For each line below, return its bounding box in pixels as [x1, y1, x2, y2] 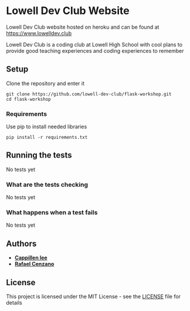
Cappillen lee [14, 254, 48, 261]
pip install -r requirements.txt [6, 135, 88, 141]
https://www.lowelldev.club [6, 29, 72, 36]
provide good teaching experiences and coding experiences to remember [6, 47, 184, 54]
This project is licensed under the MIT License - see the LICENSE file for [6, 293, 181, 300]
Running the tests [6, 151, 72, 160]
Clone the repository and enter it [6, 80, 85, 87]
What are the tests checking [6, 180, 89, 189]
